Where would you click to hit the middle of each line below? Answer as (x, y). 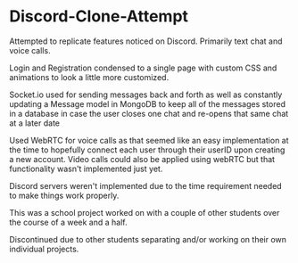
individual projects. (44, 249)
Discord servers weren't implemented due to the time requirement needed (146, 185)
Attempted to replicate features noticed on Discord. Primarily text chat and (146, 41)
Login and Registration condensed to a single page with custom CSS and (143, 68)
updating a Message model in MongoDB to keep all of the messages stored (147, 103)
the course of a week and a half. (68, 222)
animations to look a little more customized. (89, 77)
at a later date (35, 123)
